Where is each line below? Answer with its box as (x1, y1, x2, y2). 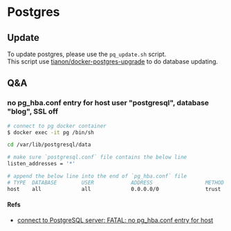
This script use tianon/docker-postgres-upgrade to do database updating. (7, 57, 219, 66)
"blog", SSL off (7, 107, 59, 116)
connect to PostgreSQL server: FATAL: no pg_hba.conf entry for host (17, 216, 214, 224)
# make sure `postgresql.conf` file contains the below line (7, 154, 187, 161)
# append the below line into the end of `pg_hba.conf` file (7, 173, 187, 180)
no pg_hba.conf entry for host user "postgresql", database (7, 98, 210, 108)
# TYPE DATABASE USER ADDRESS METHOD (7, 179, 225, 186)
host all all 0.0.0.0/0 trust (7, 185, 221, 192)
